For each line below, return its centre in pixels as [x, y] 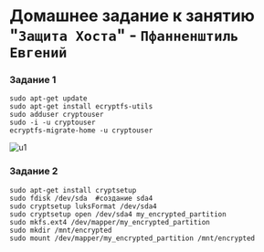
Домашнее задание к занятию [132, 16]
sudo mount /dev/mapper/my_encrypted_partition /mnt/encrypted [132, 238]
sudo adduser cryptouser [57, 115]
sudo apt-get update [49, 99]
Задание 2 [34, 172]
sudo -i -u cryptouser [53, 123]
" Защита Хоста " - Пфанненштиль [124, 35]
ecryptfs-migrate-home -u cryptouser [81, 131]
